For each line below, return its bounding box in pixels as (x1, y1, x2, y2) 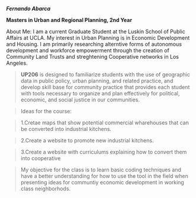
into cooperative (20, 155, 61, 162)
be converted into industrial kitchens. (20, 126, 111, 132)
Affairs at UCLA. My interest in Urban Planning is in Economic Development (6, 34, 190, 41)
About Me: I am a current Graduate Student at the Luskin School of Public (6, 28, 185, 35)
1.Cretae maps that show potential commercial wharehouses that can (20, 119, 189, 126)
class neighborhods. (20, 185, 71, 192)
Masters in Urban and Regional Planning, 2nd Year (6, 17, 132, 23)
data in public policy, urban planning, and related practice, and (20, 77, 173, 84)
